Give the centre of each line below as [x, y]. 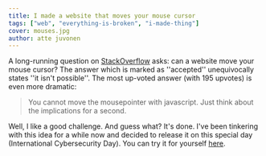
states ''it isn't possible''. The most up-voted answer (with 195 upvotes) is [130, 78]
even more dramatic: [43, 87]
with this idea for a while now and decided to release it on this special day [131, 135]
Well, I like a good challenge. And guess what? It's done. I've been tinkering [133, 126]
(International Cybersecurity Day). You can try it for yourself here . [117, 144]
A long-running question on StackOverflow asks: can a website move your [131, 61]
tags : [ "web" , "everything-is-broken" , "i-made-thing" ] [104, 23]
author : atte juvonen [45, 38]
